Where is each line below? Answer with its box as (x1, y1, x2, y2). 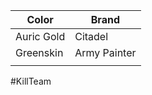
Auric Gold (15, 30, 66, 43)
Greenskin (15, 46, 64, 59)
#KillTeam (10, 75, 52, 87)
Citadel (74, 30, 109, 43)
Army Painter (74, 46, 137, 59)
